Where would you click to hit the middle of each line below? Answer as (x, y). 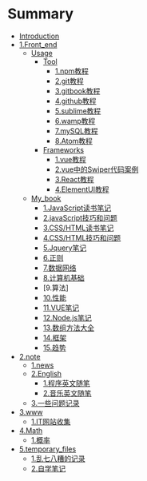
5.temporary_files (48, 449)
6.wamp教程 (75, 121)
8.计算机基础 (64, 277)
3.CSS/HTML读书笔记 (78, 228)
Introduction (39, 36)
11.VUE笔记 (61, 308)
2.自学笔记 (48, 468)
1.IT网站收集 (51, 421)
